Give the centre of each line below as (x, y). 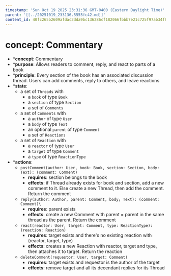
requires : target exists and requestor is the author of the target (94, 262)
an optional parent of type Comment (64, 130)
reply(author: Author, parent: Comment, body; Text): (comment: (90, 200)
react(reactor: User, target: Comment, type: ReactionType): (86, 226)
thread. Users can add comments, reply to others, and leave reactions (86, 81)
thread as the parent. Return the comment (72, 220)
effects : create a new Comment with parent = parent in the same (96, 215)
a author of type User (50, 119)
